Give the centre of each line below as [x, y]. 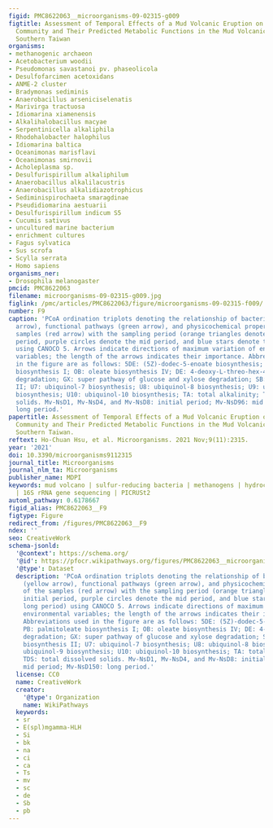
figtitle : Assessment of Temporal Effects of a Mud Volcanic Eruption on [136, 24]
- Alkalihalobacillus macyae [58, 122]
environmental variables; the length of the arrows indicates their [141, 614]
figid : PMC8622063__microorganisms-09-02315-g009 [94, 16]
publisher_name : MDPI [45, 478]
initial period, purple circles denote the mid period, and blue [136, 599]
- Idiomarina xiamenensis [52, 115]
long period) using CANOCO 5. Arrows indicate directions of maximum [143, 607]
